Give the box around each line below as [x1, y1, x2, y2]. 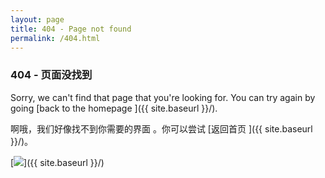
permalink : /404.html [10, 33, 101, 43]
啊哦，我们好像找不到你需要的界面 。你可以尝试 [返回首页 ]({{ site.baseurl [10, 122, 313, 135]
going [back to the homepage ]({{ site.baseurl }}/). [10, 102, 218, 114]
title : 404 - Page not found [10, 24, 132, 34]
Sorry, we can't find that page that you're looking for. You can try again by [10, 91, 316, 103]
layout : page [10, 14, 65, 25]
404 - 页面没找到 [10, 68, 93, 82]
